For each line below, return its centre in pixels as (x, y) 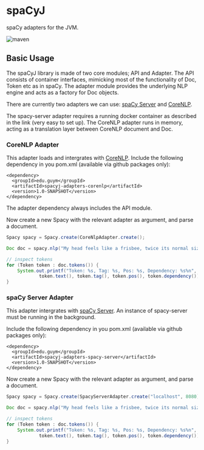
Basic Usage (30, 58)
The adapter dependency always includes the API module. (79, 208)
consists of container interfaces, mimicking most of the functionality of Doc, (101, 79)
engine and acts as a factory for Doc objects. (63, 92)
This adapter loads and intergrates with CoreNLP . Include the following (95, 158)
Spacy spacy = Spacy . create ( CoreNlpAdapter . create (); (76, 238)
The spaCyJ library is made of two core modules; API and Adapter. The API (100, 73)
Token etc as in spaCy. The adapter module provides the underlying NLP (97, 86)
